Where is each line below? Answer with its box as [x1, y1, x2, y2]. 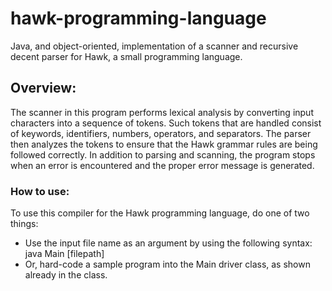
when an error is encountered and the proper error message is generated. [10, 159, 315, 171]
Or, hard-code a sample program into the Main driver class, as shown [24, 258, 311, 271]
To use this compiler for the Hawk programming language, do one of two [10, 207, 310, 219]
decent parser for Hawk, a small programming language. [10, 50, 243, 62]
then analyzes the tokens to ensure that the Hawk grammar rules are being [10, 138, 318, 150]
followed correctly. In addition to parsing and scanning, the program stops [10, 148, 316, 161]
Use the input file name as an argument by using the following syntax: [24, 237, 313, 249]
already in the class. [24, 269, 108, 281]
